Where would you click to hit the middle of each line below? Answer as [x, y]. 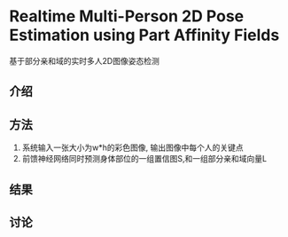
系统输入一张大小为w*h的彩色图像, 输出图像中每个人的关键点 [132, 147]
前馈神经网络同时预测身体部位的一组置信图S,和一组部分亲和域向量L [144, 159]
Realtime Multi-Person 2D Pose [127, 16]
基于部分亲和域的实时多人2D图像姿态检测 [84, 60]
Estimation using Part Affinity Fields [144, 35]
